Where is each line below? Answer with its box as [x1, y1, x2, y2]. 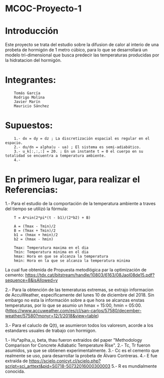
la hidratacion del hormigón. [5, 57, 62, 63]
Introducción [5, 26, 59, 37]
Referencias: [5, 185, 58, 195]
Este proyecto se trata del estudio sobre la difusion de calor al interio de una [5, 42, 159, 48]
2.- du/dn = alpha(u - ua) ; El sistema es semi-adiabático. [14, 145, 141, 150]
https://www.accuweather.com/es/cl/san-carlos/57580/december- [6, 307, 142, 313]
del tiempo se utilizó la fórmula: [5, 206, 69, 212]
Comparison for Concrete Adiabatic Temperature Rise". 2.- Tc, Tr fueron [5, 342, 151, 348]
